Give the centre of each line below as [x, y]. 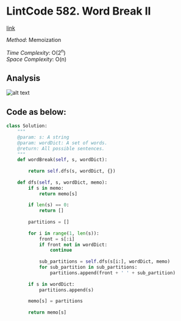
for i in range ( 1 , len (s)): [64, 233]
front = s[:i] [57, 239]
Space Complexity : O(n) [37, 59]
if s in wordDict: [51, 284]
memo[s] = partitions [56, 301]
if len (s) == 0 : [49, 205]
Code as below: [36, 112]
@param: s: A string [43, 137]
